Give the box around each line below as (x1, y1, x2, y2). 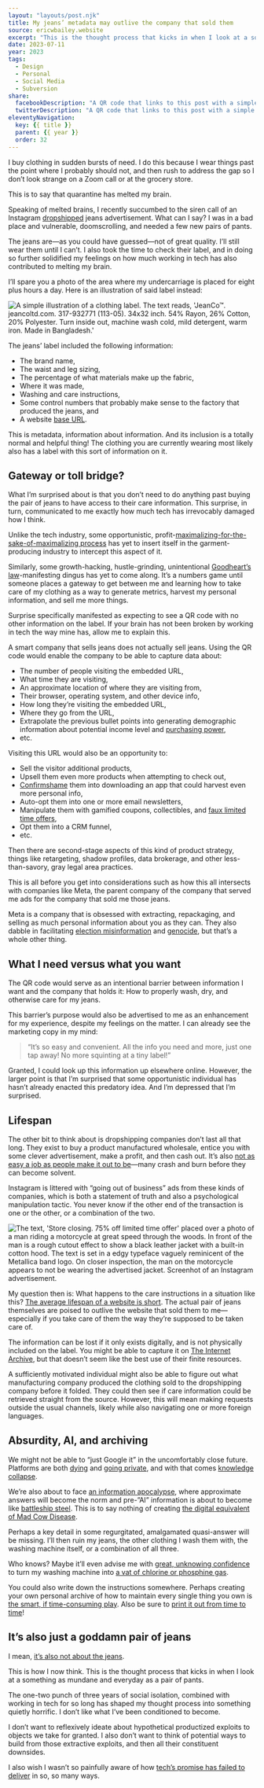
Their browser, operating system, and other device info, (19, 691, 200, 701)
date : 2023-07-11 (8, 41, 65, 49)
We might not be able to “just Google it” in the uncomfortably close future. (8, 1455, 248, 1464)
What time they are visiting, (19, 675, 108, 684)
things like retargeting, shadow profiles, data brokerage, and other (8, 854, 222, 863)
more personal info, (19, 789, 83, 798)
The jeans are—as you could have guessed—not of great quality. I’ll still (8, 237, 240, 246)
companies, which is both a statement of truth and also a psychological (8, 1191, 239, 1201)
